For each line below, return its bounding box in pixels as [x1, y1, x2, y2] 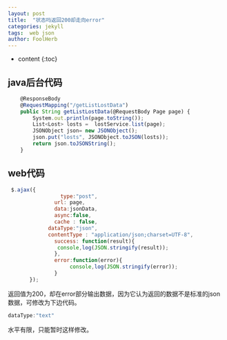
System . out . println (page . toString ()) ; [32, 115, 144, 122]
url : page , [54, 199, 86, 206]
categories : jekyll [8, 23, 64, 30]
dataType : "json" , [48, 225, 98, 232]
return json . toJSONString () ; [32, 140, 117, 147]
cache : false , [54, 218, 98, 225]
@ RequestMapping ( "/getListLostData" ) [20, 102, 129, 108]
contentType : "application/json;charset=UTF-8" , [48, 231, 194, 238]
